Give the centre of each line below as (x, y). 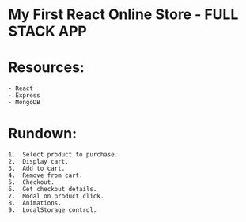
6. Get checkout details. (53, 190)
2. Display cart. (38, 162)
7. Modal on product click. (56, 196)
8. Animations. (35, 203)
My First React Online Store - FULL (123, 15)
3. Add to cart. (37, 169)
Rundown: (43, 134)
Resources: (46, 68)
